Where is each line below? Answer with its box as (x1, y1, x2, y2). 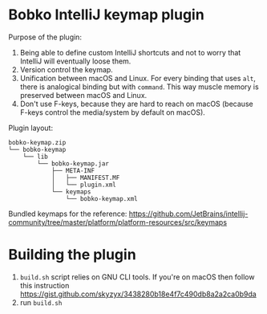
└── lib (22, 153, 48, 161)
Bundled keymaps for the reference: (8, 209, 127, 218)
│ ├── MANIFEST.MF (51, 173, 120, 181)
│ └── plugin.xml (51, 181, 116, 189)
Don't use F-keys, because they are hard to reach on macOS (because (19, 99, 254, 108)
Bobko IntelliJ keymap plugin (8, 6, 204, 24)
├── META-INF (51, 166, 95, 174)
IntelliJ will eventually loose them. (19, 56, 131, 66)
